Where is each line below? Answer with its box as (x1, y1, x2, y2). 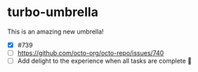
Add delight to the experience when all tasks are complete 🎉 (17, 57, 192, 65)
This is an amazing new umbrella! (7, 27, 104, 36)
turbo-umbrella (7, 4, 98, 20)
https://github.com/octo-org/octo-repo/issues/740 (17, 49, 164, 57)
